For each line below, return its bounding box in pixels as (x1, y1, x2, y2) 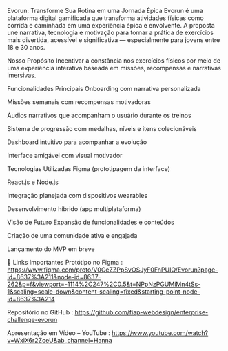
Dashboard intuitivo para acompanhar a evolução (7, 138, 147, 146)
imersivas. (7, 71, 37, 79)
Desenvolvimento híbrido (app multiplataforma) (7, 205, 141, 213)
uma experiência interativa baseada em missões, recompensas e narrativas (7, 64, 222, 72)
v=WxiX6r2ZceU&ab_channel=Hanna (7, 337, 112, 344)
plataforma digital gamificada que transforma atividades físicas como (7, 14, 205, 22)
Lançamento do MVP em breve (7, 245, 95, 253)
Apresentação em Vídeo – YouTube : (7, 329, 110, 337)
